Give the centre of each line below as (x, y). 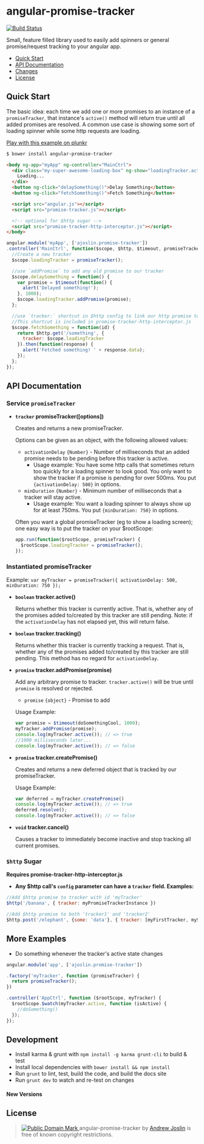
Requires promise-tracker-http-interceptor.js (65, 875)
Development (32, 1040)
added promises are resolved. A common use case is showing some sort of (101, 124)
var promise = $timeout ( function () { (65, 282)
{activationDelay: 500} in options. (77, 484)
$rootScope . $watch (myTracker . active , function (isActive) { (89, 1004)
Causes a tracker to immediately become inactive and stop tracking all (103, 839)
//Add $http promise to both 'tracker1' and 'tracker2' (78, 914)
